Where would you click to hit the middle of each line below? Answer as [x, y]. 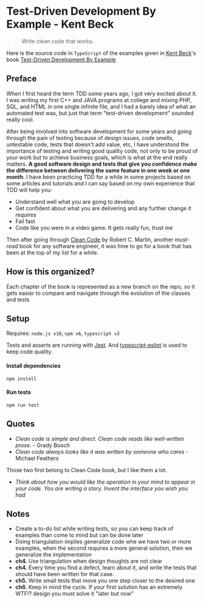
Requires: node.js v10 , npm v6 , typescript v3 [63, 333]
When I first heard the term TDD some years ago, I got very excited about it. [102, 94]
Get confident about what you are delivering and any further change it [103, 208]
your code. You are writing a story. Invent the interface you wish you [101, 488]
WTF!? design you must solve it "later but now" [75, 594]
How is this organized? [51, 272]
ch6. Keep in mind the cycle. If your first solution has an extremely [99, 587]
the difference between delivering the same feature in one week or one [98, 170]
